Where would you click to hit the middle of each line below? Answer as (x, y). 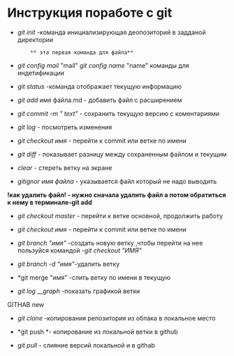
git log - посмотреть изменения (65, 127)
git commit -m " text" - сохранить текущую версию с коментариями (118, 113)
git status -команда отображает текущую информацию (100, 86)
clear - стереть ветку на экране (65, 168)
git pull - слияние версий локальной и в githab (86, 345)
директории (35, 39)
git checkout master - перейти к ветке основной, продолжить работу (120, 215)
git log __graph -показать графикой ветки (79, 291)
